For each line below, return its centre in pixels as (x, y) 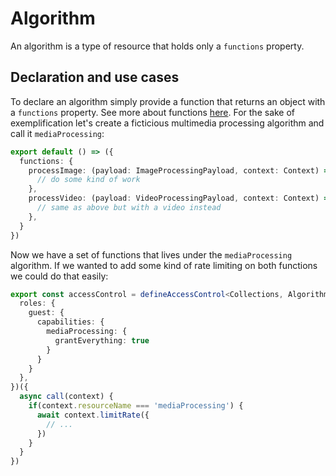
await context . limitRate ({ (93, 415)
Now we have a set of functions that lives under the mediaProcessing (151, 254)
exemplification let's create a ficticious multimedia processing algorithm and (167, 123)
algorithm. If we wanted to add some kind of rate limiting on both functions (164, 265)
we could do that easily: (59, 276)
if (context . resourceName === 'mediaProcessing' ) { (136, 406)
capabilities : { (70, 322)
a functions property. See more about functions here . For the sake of (153, 112)
